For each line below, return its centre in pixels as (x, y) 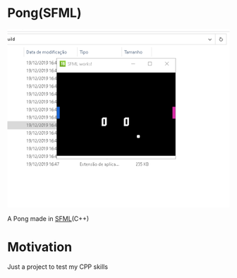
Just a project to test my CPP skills (57, 267)
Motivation (40, 247)
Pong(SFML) (44, 13)
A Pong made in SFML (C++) (48, 218)
